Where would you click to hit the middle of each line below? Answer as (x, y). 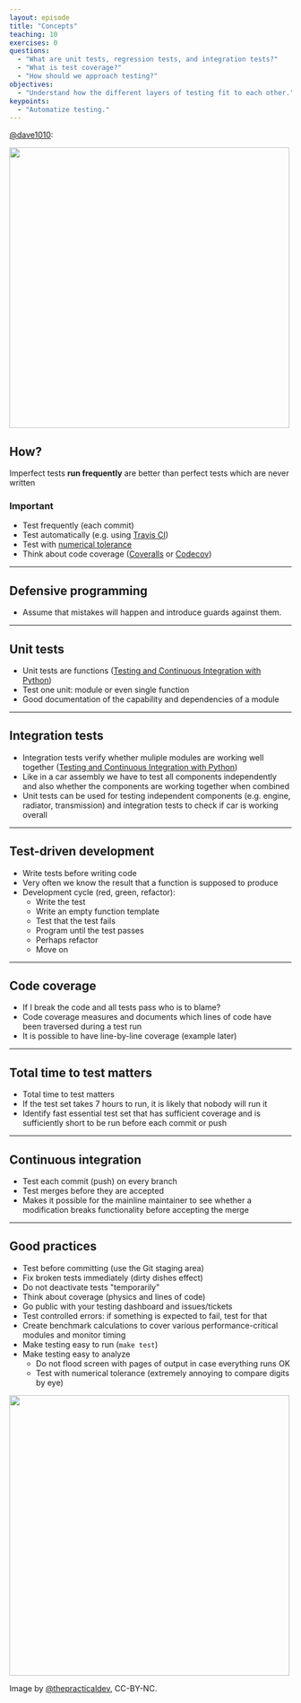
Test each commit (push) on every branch (99, 1181)
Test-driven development (82, 851)
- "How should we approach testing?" (88, 76)
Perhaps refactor (67, 940)
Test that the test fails (76, 920)
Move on (52, 949)
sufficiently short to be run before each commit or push (124, 1123)
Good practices (53, 1247)
